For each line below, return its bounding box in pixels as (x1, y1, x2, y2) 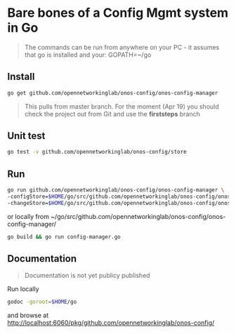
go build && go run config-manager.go (7, 233, 121, 240)
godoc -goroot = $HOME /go (7, 298, 77, 306)
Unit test (7, 130, 46, 142)
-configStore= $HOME (7, 193, 65, 200)
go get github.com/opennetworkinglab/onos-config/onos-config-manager (7, 89, 218, 96)
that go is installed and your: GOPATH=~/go (24, 51, 152, 59)
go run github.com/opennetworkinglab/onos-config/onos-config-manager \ (7, 187, 225, 194)
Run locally (7, 285, 39, 293)
